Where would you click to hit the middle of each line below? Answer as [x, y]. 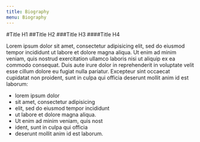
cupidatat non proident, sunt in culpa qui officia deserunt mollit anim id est [98, 78]
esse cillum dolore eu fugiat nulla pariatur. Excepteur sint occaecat [88, 71]
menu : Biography [26, 17]
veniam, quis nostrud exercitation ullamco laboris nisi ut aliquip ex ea [91, 58]
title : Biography [28, 12]
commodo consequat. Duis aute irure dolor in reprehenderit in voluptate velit [100, 65]
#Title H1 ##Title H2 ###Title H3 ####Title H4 [63, 34]
